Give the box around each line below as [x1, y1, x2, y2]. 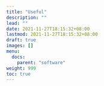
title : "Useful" [6, 8, 47, 15]
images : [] [6, 43, 34, 49]
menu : [6, 48, 20, 55]
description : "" [6, 15, 47, 21]
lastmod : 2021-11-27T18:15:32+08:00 [6, 31, 98, 38]
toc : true [6, 71, 31, 77]
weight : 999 [6, 65, 36, 71]
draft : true [6, 37, 36, 43]
